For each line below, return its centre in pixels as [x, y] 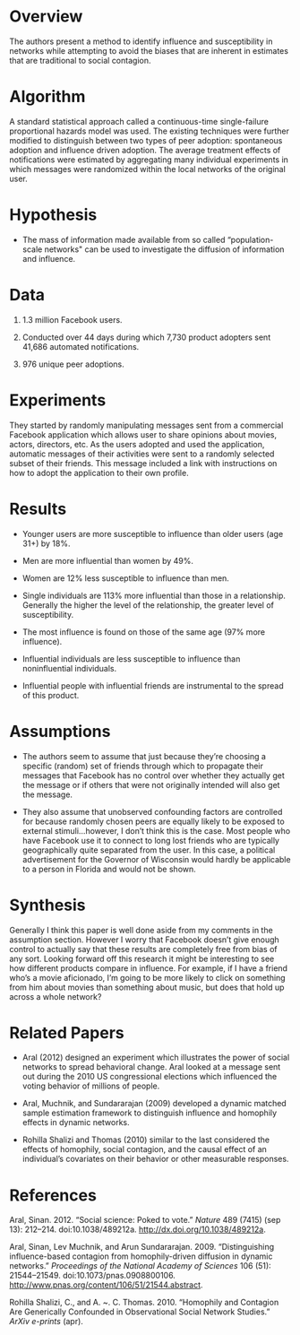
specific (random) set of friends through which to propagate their [143, 766]
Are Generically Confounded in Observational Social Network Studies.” [140, 1312]
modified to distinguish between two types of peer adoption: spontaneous [146, 140]
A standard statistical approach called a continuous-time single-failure [139, 121]
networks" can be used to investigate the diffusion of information [164, 249]
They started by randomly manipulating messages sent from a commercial [146, 425]
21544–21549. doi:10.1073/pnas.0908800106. [93, 1276]
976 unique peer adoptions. [73, 364]
